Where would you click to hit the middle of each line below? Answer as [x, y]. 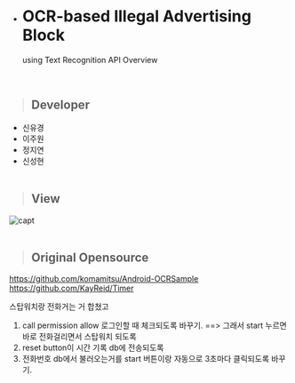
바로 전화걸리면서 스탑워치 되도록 [79, 337]
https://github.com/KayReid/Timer [72, 288]
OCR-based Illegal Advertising [136, 16]
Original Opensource [90, 257]
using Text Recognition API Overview [90, 60]
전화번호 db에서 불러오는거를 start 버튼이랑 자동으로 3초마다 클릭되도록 [145, 359]
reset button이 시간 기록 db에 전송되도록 [93, 347]
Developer [60, 105]
